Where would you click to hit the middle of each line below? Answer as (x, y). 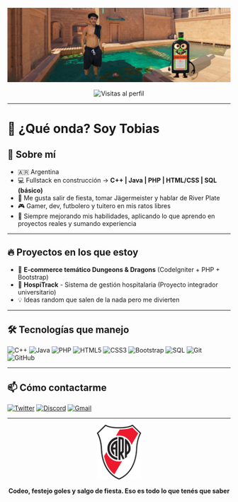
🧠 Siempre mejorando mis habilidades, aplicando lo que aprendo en (116, 216)
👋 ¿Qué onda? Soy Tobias (84, 129)
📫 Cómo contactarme (57, 388)
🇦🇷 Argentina (38, 171)
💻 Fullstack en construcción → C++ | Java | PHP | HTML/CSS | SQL (117, 180)
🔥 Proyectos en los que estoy (73, 252)
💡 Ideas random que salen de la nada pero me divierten (98, 300)
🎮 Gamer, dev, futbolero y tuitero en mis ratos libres (94, 205)
